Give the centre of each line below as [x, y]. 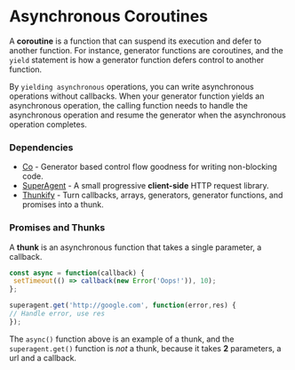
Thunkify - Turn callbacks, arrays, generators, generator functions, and [152, 195]
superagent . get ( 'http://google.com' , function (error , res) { [123, 306]
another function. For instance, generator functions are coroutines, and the [146, 50]
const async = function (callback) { [77, 273]
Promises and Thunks [57, 228]
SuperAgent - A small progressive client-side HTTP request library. [145, 186]
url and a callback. [43, 358]
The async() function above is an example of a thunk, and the [122, 339]
